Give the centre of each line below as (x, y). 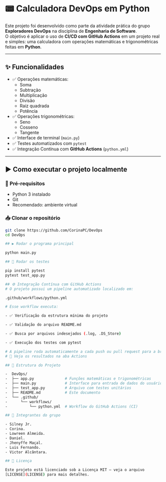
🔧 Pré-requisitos (25, 184)
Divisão (27, 100)
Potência (29, 111)
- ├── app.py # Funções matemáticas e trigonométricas (78, 379)
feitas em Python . (23, 47)
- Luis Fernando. (23, 447)
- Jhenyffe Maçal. (24, 443)
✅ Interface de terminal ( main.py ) (46, 138)
